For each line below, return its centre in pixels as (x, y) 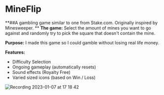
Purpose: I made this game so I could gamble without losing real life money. (82, 42)
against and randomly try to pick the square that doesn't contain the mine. (80, 33)
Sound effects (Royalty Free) (41, 72)
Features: (15, 52)
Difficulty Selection (32, 62)
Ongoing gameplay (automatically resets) (54, 67)
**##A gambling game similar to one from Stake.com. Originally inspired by (82, 23)
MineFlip (23, 9)
